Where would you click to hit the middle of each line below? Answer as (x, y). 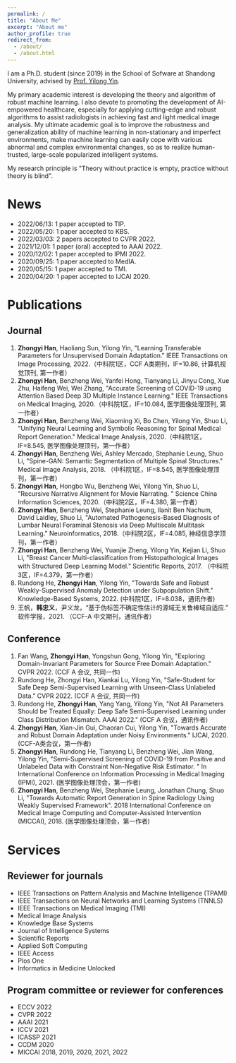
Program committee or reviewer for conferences (116, 991)
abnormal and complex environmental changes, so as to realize (99, 147)
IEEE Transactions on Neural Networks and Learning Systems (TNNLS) (120, 901)
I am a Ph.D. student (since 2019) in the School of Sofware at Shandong (111, 73)
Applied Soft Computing (52, 945)
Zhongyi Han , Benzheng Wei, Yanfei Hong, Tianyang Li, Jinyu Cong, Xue (123, 380)
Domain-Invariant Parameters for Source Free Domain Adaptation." (114, 663)
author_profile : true (39, 34)
